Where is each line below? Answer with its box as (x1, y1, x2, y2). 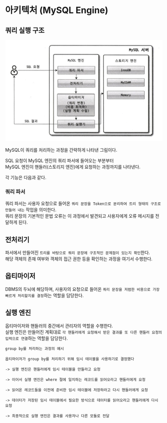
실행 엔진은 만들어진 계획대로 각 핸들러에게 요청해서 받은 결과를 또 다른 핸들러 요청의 (5, 329, 163, 335)
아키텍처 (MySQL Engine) (5, 5, 109, 16)
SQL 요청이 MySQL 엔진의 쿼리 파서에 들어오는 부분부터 (5, 157, 114, 163)
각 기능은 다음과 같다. (5, 174, 46, 180)
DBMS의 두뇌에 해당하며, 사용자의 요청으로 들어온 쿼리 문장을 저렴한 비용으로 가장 (5, 286, 160, 292)
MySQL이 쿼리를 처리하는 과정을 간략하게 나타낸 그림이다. (5, 147, 118, 153)
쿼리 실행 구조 (5, 26, 45, 35)
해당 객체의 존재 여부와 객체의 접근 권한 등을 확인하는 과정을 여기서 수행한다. (5, 256, 153, 262)
